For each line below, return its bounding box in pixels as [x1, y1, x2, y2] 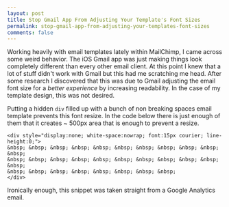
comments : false [7, 29, 53, 36]
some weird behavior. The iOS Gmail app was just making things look [7, 55, 202, 64]
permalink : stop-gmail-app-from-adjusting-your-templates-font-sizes [7, 23, 210, 29]
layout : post [7, 10, 45, 17]
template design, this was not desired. [7, 92, 115, 100]
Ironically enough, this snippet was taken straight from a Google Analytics [7, 186, 216, 195]
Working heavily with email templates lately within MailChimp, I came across [7, 48, 223, 56]
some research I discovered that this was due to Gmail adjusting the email [7, 77, 216, 85]
